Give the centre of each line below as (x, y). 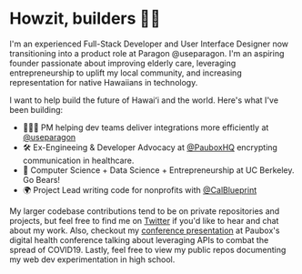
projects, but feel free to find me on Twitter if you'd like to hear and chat (144, 220)
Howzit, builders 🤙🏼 (85, 19)
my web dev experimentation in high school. (92, 259)
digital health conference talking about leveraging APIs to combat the (139, 239)
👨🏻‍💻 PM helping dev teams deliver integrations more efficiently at (146, 127)
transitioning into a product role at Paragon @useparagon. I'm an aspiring (147, 53)
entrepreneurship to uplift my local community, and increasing (126, 73)
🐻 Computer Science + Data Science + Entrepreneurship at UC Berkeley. (158, 170)
